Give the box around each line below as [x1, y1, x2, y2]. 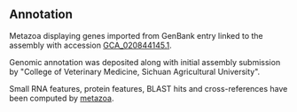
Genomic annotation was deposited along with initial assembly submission [9, 56, 281, 67]
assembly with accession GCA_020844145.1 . [9, 40, 173, 50]
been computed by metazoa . [9, 93, 114, 103]
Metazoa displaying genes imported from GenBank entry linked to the [9, 30, 263, 41]
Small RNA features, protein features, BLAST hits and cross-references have [9, 83, 288, 93]
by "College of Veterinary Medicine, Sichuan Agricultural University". [9, 66, 261, 77]
